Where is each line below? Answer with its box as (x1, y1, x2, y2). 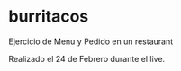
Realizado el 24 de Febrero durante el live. (8, 53, 166, 64)
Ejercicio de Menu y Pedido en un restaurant (8, 36, 174, 47)
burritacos (8, 6, 89, 27)
